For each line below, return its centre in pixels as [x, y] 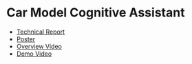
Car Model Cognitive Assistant [96, 13]
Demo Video [34, 54]
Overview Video [39, 46]
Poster [26, 39]
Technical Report [41, 32]
